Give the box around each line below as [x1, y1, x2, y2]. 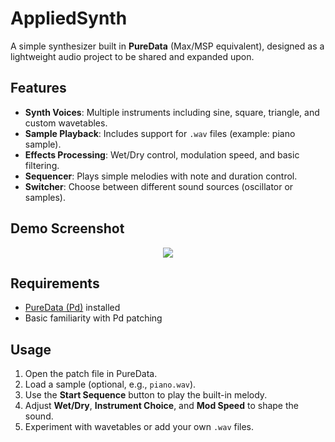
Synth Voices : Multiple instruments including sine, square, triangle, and [24, 106, 320, 118]
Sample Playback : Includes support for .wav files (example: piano [24, 127, 296, 139]
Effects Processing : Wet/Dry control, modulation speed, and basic [24, 148, 300, 161]
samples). [24, 191, 66, 203]
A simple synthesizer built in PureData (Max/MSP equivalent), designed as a [10, 40, 325, 52]
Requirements [10, 275, 100, 292]
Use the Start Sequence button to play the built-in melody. [24, 389, 268, 401]
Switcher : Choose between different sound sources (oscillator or [24, 180, 294, 192]
